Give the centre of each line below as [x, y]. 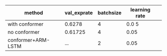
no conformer [24, 32]
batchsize [110, 13]
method [34, 13]
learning [140, 10]
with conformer [26, 24]
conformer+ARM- [29, 40]
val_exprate [79, 13]
